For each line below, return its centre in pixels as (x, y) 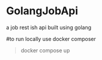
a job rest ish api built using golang (49, 27)
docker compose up (45, 50)
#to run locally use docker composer (51, 39)
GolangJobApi (42, 11)
